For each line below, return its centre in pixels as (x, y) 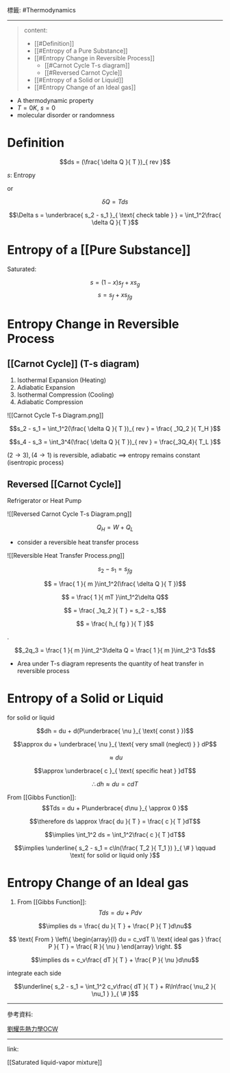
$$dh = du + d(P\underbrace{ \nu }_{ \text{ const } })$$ (115, 731)
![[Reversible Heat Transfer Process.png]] (66, 556)
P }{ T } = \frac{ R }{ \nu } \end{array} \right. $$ (115, 946)
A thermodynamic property (55, 101)
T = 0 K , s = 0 (36, 108)
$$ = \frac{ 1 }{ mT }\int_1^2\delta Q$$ (115, 597)
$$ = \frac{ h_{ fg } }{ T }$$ (115, 624)
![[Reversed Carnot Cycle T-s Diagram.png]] (69, 514)
